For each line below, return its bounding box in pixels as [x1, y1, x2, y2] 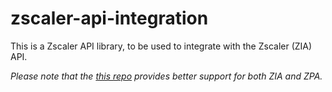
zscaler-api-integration [10, 7, 209, 30]
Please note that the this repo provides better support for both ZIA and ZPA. [10, 70, 323, 82]
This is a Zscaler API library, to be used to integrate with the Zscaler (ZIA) [10, 40, 313, 52]
